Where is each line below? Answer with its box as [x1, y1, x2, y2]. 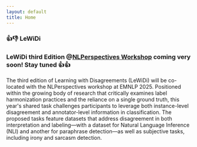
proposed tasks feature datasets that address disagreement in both [6, 115, 172, 122]
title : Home [6, 14, 36, 20]
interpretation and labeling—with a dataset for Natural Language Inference [6, 121, 190, 128]
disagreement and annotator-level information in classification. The [6, 109, 172, 116]
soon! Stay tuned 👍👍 [6, 61, 71, 69]
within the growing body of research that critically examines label [6, 89, 168, 97]
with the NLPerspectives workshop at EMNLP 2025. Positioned [26, 83, 181, 90]
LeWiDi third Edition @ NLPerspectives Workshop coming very [6, 53, 191, 61]
